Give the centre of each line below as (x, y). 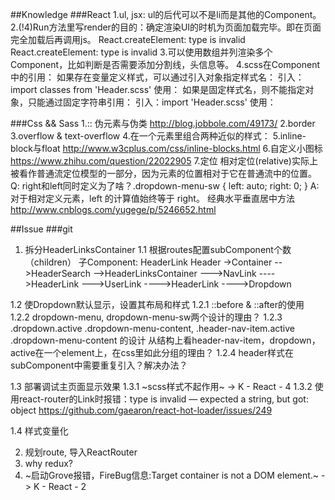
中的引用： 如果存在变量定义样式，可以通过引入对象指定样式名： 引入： (157, 77)
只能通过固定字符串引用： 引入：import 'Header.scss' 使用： (152, 102)
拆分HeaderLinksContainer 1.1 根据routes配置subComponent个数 (158, 249)
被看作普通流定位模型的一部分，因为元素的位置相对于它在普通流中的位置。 (163, 173)
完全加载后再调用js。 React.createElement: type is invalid (128, 39)
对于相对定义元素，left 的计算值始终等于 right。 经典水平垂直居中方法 (152, 198)
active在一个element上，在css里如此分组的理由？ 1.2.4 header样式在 (152, 352)
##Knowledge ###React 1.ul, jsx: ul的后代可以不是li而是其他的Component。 (166, 14)
